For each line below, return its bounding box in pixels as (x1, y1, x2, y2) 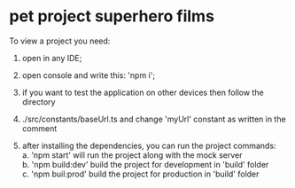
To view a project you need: (9, 35, 111, 46)
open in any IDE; (21, 52, 82, 63)
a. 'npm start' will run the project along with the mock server (21, 149, 243, 161)
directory (21, 96, 56, 107)
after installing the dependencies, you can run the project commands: (21, 140, 276, 151)
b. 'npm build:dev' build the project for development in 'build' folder (21, 159, 269, 169)
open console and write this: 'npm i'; (21, 69, 156, 81)
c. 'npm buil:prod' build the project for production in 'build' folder (21, 168, 260, 179)
